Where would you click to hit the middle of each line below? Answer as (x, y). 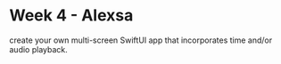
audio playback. (39, 49)
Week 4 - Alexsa (71, 16)
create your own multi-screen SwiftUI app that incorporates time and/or (141, 40)
